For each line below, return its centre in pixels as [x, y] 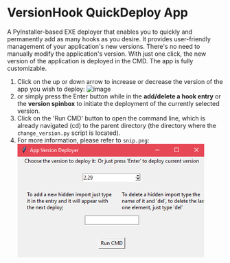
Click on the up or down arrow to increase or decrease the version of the [120, 81]
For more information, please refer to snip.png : [83, 140]
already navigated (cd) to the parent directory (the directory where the [117, 125]
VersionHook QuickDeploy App [98, 13]
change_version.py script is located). [69, 133]
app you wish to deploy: [51, 89]
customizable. [27, 68]
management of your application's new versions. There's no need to [104, 46]
